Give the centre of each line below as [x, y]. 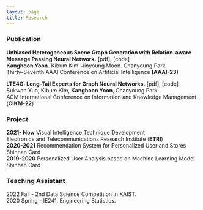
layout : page [23, 12]
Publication [24, 39]
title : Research [27, 18]
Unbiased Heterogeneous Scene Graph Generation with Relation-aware [99, 52]
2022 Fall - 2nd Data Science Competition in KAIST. [71, 194]
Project [17, 119]
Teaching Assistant [36, 181]
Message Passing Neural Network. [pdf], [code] [68, 59]
